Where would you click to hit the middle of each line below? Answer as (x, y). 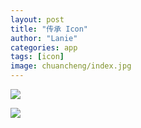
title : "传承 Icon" (49, 29)
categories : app (44, 47)
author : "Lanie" (44, 38)
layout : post (37, 19)
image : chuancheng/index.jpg (71, 66)
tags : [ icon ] (37, 57)
